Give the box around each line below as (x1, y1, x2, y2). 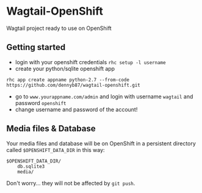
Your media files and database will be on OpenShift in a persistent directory (6, 139, 197, 147)
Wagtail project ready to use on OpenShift (6, 24, 112, 32)
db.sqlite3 (17, 163, 45, 169)
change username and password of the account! (15, 106, 138, 113)
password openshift (15, 99, 67, 106)
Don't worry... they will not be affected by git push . (6, 179, 135, 187)
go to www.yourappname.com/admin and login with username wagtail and (15, 93, 193, 100)
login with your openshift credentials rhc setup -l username (15, 58, 166, 65)
